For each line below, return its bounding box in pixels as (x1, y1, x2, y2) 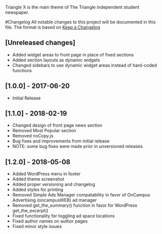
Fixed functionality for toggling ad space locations (12, 213, 115, 219)
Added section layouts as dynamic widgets (12, 57, 100, 63)
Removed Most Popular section (12, 128, 77, 134)
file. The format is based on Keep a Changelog (5, 24, 101, 30)
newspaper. (5, 9, 29, 15)
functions (12, 67, 32, 73)
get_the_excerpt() (12, 208, 49, 214)
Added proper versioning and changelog (12, 182, 96, 187)
